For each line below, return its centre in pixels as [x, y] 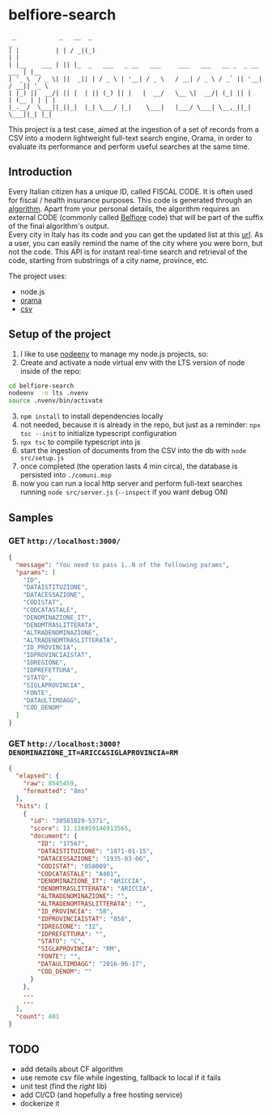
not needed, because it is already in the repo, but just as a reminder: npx [140, 425]
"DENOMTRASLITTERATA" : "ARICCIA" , [96, 889]
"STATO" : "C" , [61, 941]
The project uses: [38, 276]
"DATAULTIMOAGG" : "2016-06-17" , [92, 964]
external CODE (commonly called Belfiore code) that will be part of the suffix [136, 217]
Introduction [40, 172]
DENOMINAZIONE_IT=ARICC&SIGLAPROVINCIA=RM [93, 753]
